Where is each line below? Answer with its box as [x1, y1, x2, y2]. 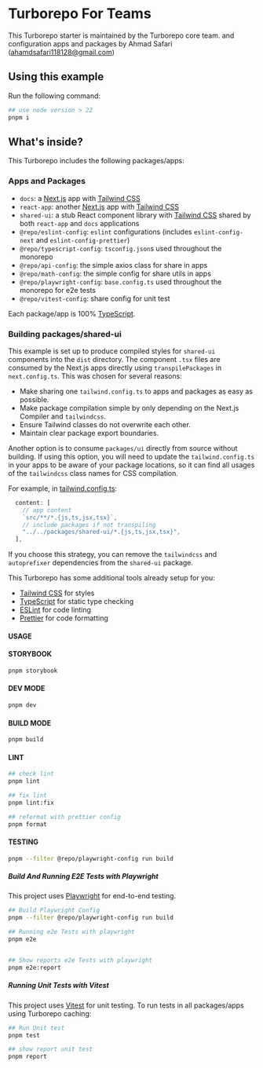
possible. [19, 394, 49, 404]
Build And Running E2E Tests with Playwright [8, 872, 159, 881]
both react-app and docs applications [19, 218, 140, 228]
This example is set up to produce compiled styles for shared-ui [8, 346, 216, 356]
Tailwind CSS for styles [19, 588, 95, 598]
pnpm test [8, 1031, 41, 1039]
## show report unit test [8, 1045, 93, 1053]
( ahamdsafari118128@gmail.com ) [8, 47, 115, 57]
